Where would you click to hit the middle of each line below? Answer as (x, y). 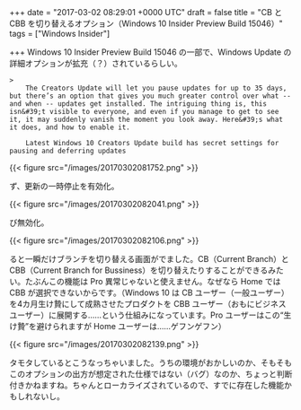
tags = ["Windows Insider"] (60, 34)
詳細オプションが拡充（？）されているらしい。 (96, 63)
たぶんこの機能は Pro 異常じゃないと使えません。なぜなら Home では (153, 281)
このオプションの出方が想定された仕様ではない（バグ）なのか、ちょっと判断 (151, 374)
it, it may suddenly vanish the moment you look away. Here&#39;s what (146, 119)
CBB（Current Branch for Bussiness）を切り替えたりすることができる (139, 270)
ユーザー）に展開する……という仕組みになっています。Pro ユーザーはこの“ (147, 315)
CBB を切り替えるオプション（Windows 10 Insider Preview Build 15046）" (146, 23)
